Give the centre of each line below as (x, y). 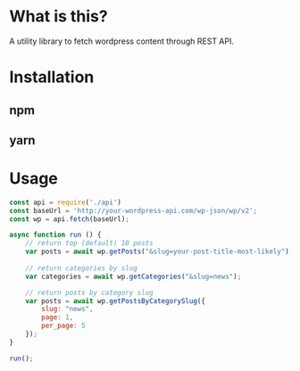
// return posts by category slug (89, 293)
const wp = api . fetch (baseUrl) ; (69, 219)
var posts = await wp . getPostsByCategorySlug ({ (115, 301)
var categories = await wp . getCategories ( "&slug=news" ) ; (133, 276)
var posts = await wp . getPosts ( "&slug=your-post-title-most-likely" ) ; (159, 251)
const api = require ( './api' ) (66, 202)
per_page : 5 (64, 326)
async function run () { (55, 235)
